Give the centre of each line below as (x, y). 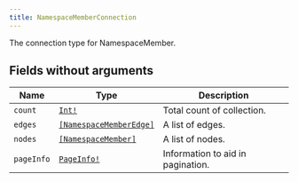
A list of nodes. (194, 139)
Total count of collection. (214, 110)
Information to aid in (204, 154)
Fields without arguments (81, 71)
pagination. (186, 165)
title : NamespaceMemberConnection (73, 17)
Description (223, 96)
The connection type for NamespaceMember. (93, 43)
